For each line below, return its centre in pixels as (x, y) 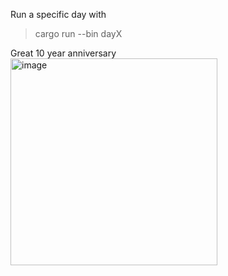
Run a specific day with (58, 14)
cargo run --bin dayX (78, 33)
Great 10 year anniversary (63, 53)
